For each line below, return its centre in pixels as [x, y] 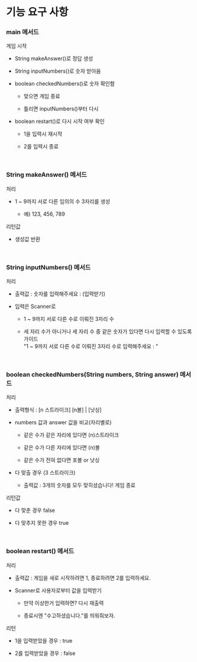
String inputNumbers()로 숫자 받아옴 [58, 71]
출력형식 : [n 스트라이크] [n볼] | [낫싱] [58, 410]
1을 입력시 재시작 [43, 134]
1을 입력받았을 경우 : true [43, 640]
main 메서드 [23, 32]
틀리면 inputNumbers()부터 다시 [61, 109]
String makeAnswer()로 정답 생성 [54, 59]
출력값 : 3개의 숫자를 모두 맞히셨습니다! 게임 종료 [80, 485]
